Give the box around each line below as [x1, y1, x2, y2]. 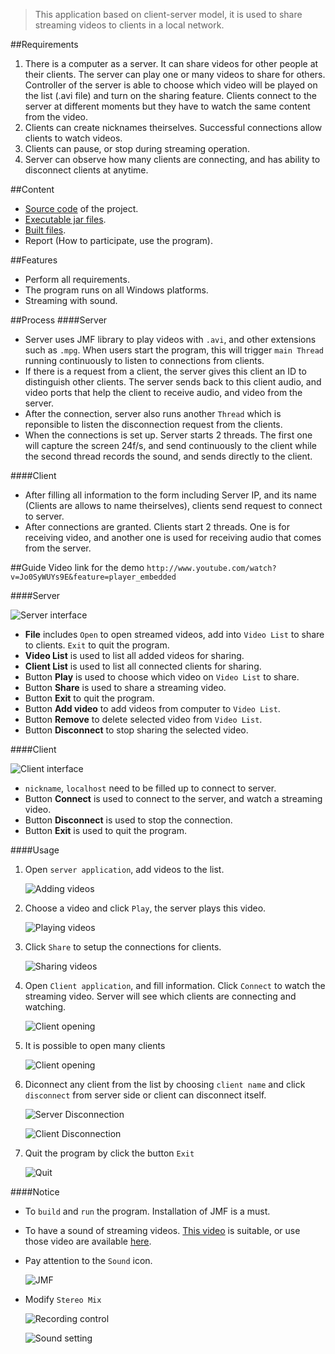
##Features [10, 254, 58, 266]
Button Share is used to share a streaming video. [24, 682, 227, 693]
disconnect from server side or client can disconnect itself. [24, 1089, 267, 1101]
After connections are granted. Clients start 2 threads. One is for [24, 521, 290, 533]
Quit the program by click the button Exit [24, 1147, 195, 1159]
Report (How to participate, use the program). [24, 235, 213, 246]
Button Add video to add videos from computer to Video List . [24, 703, 281, 714]
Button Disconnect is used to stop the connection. [24, 814, 233, 826]
